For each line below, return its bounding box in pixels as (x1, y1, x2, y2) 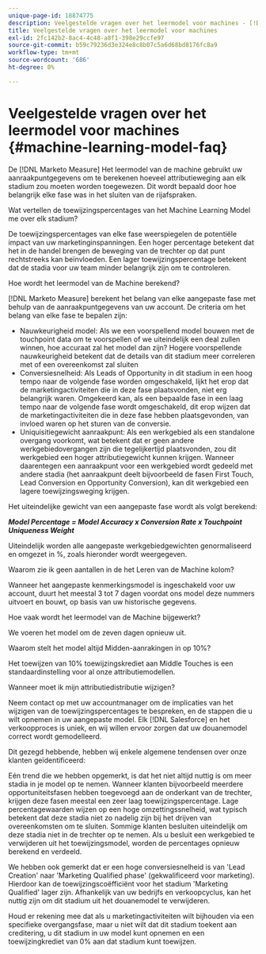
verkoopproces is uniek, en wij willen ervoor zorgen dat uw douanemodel (8, 723, 248, 732)
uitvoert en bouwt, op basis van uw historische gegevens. (8, 597, 197, 606)
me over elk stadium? (8, 214, 78, 223)
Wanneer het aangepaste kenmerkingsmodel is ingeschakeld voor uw (8, 580, 236, 589)
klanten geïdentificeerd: (8, 755, 85, 765)
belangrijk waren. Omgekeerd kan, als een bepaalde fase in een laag (19, 393, 244, 403)
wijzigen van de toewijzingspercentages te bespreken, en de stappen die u (8, 706, 253, 716)
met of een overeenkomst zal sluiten (19, 359, 139, 369)
